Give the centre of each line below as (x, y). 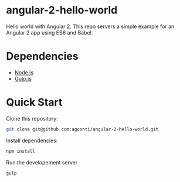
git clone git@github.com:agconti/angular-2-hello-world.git (82, 129)
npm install (21, 151)
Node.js (24, 72)
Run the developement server (42, 162)
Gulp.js (23, 78)
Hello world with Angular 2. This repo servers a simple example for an (90, 26)
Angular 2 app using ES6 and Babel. (50, 32)
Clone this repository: (32, 118)
